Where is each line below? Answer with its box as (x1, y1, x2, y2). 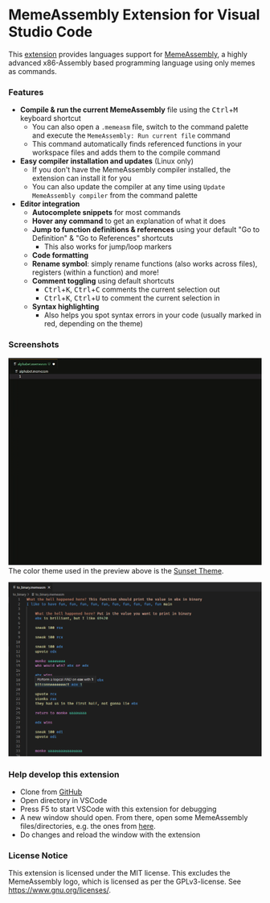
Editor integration (19, 199, 80, 209)
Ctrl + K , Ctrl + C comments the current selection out (43, 284, 220, 295)
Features (8, 86, 44, 97)
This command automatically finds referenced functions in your (31, 139, 243, 149)
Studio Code (8, 23, 93, 41)
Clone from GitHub (19, 787, 83, 797)
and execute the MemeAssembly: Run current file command (31, 130, 231, 140)
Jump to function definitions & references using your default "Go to (31, 225, 260, 234)
